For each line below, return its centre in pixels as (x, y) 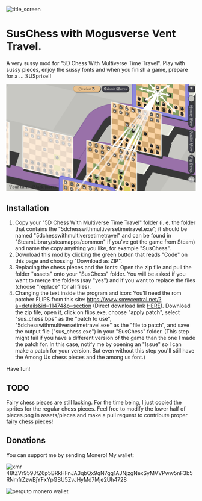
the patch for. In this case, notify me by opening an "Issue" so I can (98, 344)
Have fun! (18, 369)
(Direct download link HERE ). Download (142, 306)
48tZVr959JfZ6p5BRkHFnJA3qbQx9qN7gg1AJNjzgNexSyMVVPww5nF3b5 (100, 473)
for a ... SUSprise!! (29, 76)
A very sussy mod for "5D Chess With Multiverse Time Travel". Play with (96, 63)
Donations (26, 440)
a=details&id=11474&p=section (53, 306)
